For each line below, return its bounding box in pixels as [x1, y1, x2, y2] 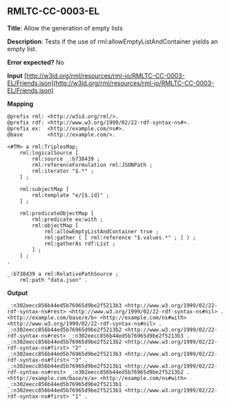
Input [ [7, 71, 27, 80]
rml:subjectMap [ [19, 186, 70, 192]
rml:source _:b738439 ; [32, 155, 100, 162]
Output [7, 289, 28, 297]
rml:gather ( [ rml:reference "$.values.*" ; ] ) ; [44, 234, 196, 241]
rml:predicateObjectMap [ [19, 210, 95, 217]
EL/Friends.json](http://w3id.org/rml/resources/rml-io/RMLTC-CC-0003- [7, 79, 214, 87]
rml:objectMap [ [32, 221, 79, 229]
